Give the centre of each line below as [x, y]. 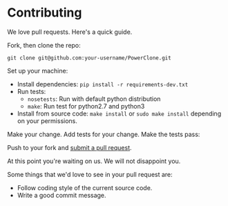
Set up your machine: [38, 71]
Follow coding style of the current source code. [85, 187]
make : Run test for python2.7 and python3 [86, 106]
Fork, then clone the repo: [44, 45]
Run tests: [31, 91]
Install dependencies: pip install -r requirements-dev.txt [103, 84]
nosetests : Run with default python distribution [94, 99]
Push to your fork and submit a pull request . [70, 147]
